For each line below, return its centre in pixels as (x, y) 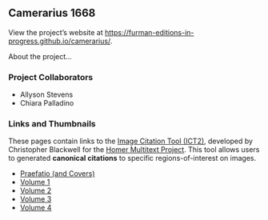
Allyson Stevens (46, 94)
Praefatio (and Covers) (57, 174)
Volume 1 (35, 182)
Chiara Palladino (47, 103)
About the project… (40, 56)
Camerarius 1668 (52, 13)
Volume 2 (36, 190)
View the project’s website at (56, 32)
